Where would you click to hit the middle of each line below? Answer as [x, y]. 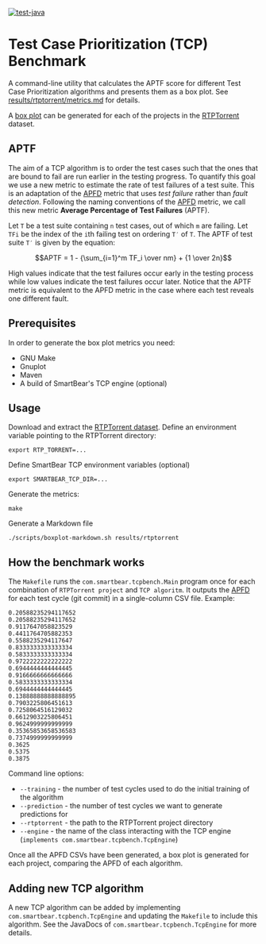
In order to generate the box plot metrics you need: [92, 342]
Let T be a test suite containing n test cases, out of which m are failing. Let [128, 225]
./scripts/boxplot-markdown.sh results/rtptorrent [94, 538]
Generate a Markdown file [51, 523]
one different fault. [39, 299]
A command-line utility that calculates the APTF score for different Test [125, 83]
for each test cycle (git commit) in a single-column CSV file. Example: [122, 599]
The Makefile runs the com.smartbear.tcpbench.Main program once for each [132, 582]
